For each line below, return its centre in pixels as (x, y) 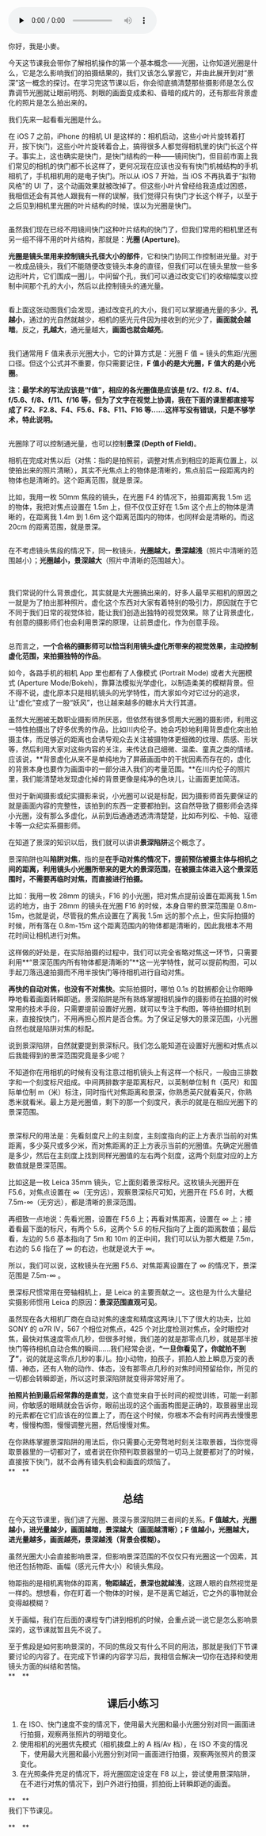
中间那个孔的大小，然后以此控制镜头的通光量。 (91, 286)
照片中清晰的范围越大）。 (148, 560)
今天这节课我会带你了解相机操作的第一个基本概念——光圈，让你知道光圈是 (129, 63)
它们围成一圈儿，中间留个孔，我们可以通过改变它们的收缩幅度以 (146, 276)
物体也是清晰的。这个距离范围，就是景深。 (78, 480)
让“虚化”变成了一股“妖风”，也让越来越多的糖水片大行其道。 (104, 702)
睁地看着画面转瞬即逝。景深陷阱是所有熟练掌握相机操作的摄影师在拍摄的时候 (133, 999)
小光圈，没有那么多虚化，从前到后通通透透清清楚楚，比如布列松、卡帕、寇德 (133, 815)
